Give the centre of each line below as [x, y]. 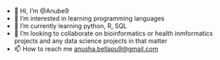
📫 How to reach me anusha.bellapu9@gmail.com [86, 49]
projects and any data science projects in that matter [91, 41]
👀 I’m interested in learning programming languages [89, 18]
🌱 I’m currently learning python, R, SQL [71, 26]
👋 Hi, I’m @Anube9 [41, 11]
